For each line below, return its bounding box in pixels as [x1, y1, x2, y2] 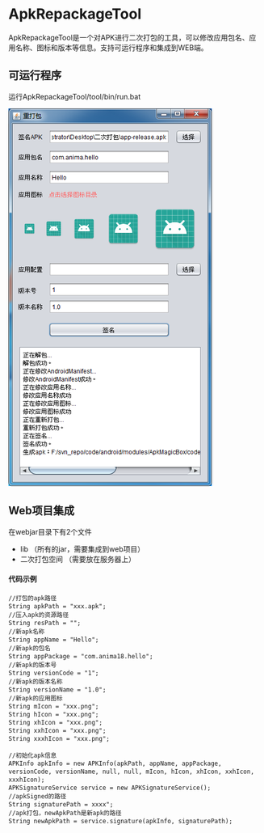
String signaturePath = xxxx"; [8, 800, 114, 809]
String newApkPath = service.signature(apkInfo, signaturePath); [8, 817, 233, 825]
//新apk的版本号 [8, 661, 57, 669]
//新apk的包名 [8, 644, 51, 652]
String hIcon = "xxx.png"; [8, 710, 99, 718]
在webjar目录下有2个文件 [8, 526, 92, 536]
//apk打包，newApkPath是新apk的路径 [8, 809, 122, 817]
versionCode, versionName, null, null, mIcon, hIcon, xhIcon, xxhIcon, [8, 767, 254, 776]
